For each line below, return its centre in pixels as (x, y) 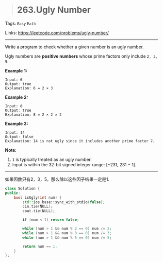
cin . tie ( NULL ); (38, 207)
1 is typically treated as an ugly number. (52, 159)
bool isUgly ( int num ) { (38, 197)
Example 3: (16, 123)
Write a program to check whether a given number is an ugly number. (74, 47)
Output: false (19, 137)
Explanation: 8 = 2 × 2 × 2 (33, 114)
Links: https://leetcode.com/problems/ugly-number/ (57, 33)
